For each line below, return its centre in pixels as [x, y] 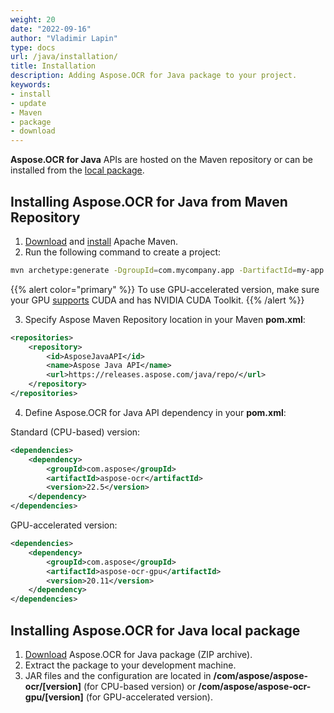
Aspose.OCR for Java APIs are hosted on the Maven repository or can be [162, 160]
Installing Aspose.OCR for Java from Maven [149, 201]
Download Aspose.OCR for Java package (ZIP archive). [138, 654]
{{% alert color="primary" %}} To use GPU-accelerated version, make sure [165, 289]
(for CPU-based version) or [140, 686]
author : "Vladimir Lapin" [64, 38]
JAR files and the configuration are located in [118, 675]
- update [28, 103]
